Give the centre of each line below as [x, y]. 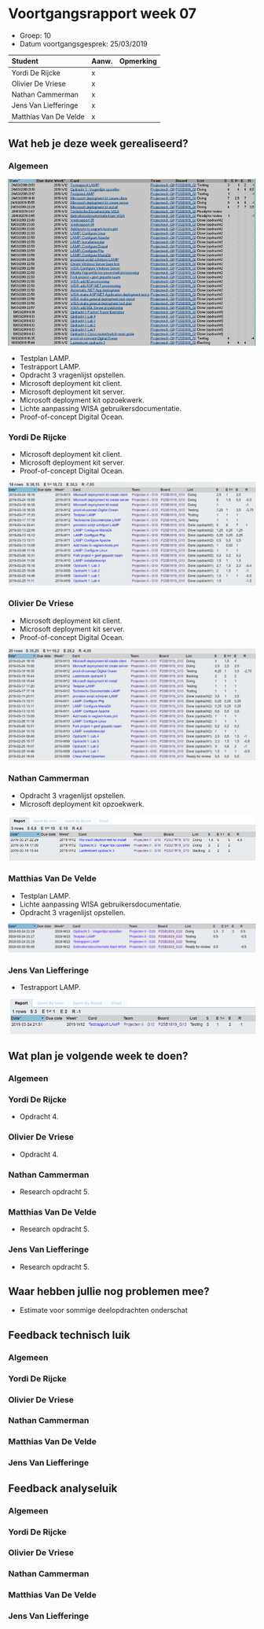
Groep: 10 [35, 35]
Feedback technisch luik [70, 1335]
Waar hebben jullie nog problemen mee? [109, 1291]
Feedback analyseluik [63, 1488]
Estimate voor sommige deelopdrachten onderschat [104, 1311]
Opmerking [138, 61]
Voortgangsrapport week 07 [103, 14]
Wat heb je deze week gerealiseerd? [98, 143]
